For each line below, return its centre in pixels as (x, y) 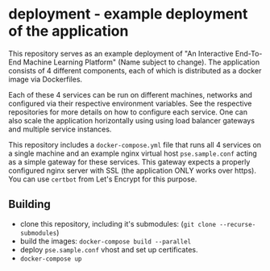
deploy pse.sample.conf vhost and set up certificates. (109, 249)
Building (29, 204)
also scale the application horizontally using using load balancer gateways (132, 120)
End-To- (249, 53)
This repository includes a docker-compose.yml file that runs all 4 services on (135, 144)
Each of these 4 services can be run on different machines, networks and (130, 94)
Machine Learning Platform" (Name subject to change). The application (141, 62)
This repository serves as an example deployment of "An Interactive (121, 53)
